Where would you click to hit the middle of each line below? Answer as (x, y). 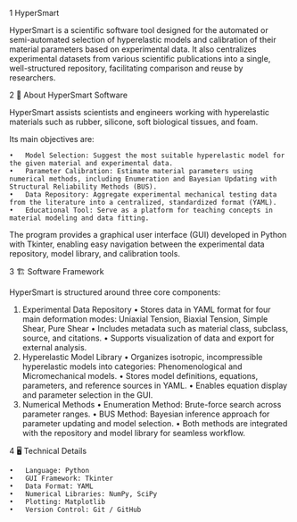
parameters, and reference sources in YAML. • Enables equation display (155, 385)
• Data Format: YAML (51, 486)
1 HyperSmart (34, 13)
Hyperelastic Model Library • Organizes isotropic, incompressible (142, 357)
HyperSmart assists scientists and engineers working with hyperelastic (140, 112)
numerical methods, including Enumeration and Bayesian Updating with (143, 179)
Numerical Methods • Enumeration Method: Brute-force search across (152, 404)
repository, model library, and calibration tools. (95, 253)
